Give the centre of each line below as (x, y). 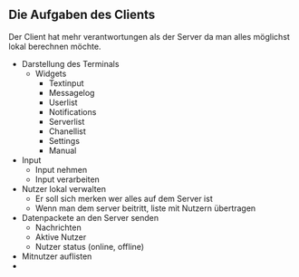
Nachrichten (58, 227)
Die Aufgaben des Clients (82, 15)
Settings (64, 140)
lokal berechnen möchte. (55, 46)
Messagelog (72, 92)
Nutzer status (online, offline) (90, 246)
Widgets (51, 73)
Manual (63, 150)
